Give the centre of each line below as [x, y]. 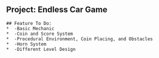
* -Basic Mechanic [30, 28]
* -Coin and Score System [40, 34]
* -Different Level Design [41, 49]
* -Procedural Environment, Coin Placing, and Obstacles [79, 39]
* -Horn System [26, 44]
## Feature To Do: [29, 23]
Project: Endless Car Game [57, 10]
